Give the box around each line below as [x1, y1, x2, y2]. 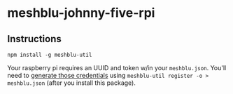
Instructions [7, 33, 62, 45]
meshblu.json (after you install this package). [7, 79, 136, 87]
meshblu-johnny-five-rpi [7, 5, 155, 21]
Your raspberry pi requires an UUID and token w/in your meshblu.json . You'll [7, 64, 227, 72]
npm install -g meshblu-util [7, 51, 92, 58]
